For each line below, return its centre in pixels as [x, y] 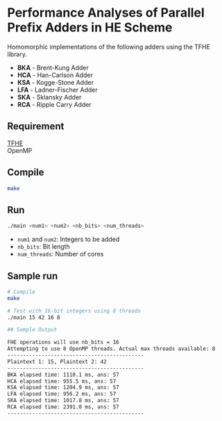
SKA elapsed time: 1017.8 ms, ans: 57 [63, 401]
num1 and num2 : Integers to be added [68, 239]
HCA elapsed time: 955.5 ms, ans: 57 [62, 381]
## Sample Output [32, 330]
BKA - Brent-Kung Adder [53, 67]
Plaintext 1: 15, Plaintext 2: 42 [57, 362]
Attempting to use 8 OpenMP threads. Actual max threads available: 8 [111, 349]
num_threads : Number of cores [60, 254]
